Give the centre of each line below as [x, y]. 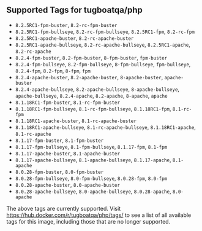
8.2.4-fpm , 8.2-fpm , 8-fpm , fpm [53, 71]
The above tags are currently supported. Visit [64, 208]
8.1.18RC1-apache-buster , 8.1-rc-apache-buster [76, 120]
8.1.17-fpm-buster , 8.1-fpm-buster [59, 140]
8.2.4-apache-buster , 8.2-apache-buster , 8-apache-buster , [89, 77]
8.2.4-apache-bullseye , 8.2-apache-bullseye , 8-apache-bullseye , [97, 89]
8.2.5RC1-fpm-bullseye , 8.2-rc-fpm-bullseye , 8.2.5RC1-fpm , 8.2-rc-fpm [105, 31]
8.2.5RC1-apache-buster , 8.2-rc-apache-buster [74, 38]
